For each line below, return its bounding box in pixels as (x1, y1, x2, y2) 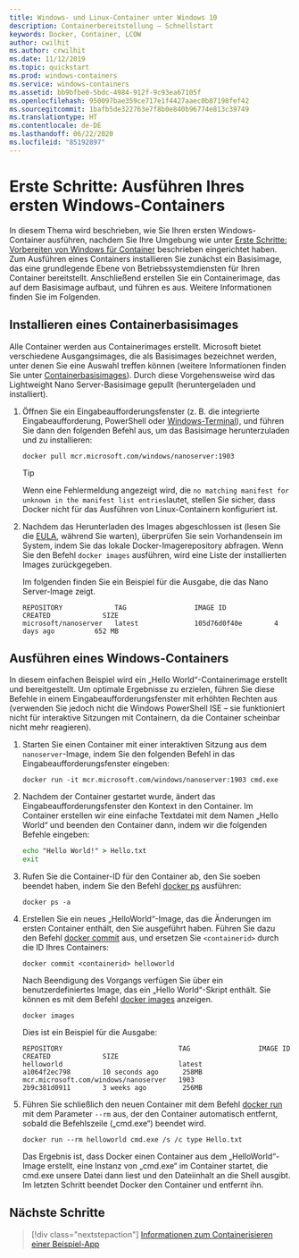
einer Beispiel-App (30, 1238, 100, 1249)
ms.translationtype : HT (9, 113, 98, 122)
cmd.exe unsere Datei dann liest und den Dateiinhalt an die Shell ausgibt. (21, 1170, 291, 1181)
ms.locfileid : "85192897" (9, 138, 105, 147)
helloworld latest (21, 1060, 203, 1069)
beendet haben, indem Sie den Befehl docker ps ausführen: (21, 881, 242, 891)
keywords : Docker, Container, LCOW (9, 30, 142, 38)
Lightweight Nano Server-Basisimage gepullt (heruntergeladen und (9, 379, 256, 390)
